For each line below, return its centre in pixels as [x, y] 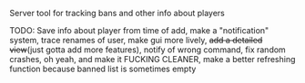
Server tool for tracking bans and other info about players [117, 13]
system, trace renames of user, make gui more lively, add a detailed [136, 40]
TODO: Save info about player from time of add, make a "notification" [139, 30]
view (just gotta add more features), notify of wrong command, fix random [148, 50]
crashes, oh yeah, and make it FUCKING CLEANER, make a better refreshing [152, 59]
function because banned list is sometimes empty [103, 69]
